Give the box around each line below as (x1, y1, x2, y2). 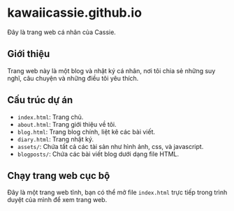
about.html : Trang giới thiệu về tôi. (17, 120, 117, 128)
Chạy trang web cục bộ (7, 169, 110, 182)
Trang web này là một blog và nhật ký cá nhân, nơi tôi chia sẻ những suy (7, 66, 216, 75)
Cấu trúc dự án (7, 94, 73, 106)
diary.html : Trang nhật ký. (17, 134, 94, 143)
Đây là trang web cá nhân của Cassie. (7, 28, 117, 36)
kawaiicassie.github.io (7, 5, 142, 21)
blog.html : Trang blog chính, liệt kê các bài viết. (17, 127, 156, 136)
